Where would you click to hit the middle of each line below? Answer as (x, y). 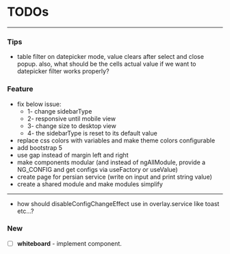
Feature (20, 89)
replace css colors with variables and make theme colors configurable (116, 140)
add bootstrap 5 (40, 147)
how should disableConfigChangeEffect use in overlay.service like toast (118, 203)
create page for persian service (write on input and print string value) (114, 177)
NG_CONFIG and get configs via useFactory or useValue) (97, 169)
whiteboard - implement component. (69, 243)
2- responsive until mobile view (72, 118)
